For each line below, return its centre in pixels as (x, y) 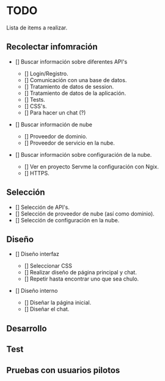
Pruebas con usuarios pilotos (63, 370)
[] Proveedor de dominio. (56, 136)
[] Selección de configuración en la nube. (67, 220)
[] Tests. (35, 99)
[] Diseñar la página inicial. (58, 303)
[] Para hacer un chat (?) (55, 112)
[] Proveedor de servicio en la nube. (69, 143)
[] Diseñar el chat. (47, 309)
